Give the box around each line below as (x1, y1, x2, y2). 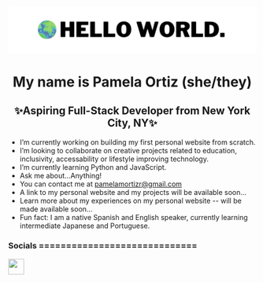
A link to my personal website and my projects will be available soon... (19, 187, 246, 197)
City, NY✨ (107, 116, 157, 130)
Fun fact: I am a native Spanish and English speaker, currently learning (19, 212, 248, 222)
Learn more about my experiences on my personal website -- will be (19, 196, 242, 205)
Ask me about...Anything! (19, 171, 102, 180)
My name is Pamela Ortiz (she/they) (13, 73, 252, 90)
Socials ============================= (8, 241, 198, 252)
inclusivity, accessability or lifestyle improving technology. (19, 154, 209, 164)
